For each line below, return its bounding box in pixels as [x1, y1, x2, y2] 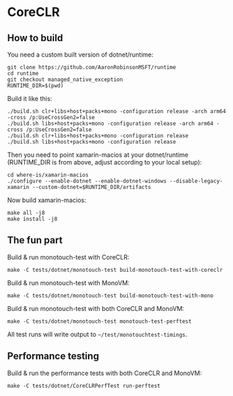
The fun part [7, 234, 63, 246]
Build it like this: [7, 95, 52, 102]
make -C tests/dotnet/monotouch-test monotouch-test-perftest [7, 318, 192, 325]
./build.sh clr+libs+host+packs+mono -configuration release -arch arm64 [7, 108, 227, 115]
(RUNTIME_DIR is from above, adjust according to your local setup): [7, 158, 202, 166]
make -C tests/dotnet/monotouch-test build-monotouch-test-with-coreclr [7, 266, 223, 273]
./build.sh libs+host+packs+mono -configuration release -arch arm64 [7, 120, 214, 127]
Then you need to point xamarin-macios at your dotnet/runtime [7, 151, 188, 159]
